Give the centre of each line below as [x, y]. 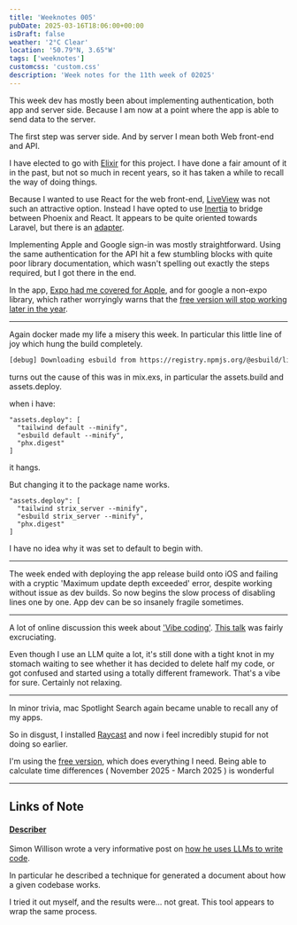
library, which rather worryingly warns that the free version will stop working [148, 299]
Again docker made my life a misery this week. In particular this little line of [146, 334]
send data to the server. [53, 119]
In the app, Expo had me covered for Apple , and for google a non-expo [138, 290]
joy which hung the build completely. [76, 343]
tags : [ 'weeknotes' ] [47, 59]
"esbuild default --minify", [71, 435]
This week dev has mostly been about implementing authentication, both [141, 100]
